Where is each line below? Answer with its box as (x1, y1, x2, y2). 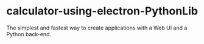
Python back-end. (6, 30, 52, 37)
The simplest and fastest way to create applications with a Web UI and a (6, 24, 188, 31)
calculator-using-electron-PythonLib (6, 4, 198, 18)
